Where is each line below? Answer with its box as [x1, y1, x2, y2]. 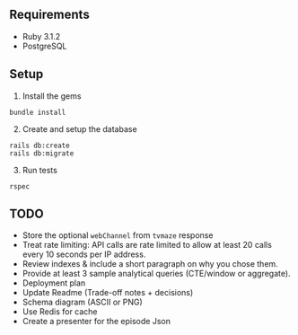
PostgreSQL [22, 40, 67, 51]
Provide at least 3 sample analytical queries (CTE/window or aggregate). [22, 269, 291, 279]
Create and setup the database [22, 123, 137, 134]
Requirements [9, 7, 90, 22]
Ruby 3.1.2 [22, 31, 61, 41]
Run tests [22, 164, 58, 175]
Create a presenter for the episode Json [22, 316, 171, 327]
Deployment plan [22, 278, 86, 288]
